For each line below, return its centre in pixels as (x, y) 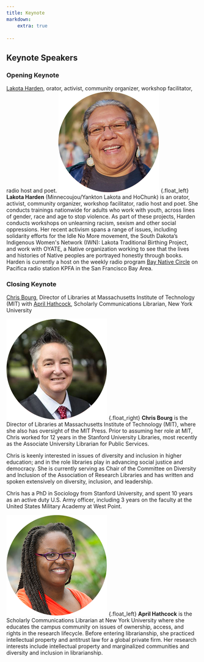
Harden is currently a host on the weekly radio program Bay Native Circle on (102, 262)
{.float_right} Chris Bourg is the (148, 418)
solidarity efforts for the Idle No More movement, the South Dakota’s (92, 236)
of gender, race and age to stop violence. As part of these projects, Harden (101, 216)
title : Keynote (26, 13)
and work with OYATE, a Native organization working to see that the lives (98, 249)
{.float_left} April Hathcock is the (150, 614)
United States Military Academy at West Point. (64, 506)
